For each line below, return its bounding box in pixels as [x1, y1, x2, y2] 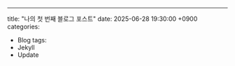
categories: [7, 22, 40, 31]
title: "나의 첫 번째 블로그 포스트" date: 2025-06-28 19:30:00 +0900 [7, 15, 198, 23]
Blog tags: [17, 36, 47, 44]
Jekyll [17, 43, 35, 51]
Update [17, 51, 39, 59]
